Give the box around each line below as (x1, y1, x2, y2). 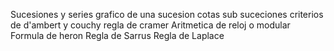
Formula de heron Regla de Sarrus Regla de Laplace (10, 30, 225, 41)
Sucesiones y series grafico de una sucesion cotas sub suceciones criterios (10, 9, 324, 20)
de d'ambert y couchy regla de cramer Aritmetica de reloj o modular (10, 19, 291, 31)
